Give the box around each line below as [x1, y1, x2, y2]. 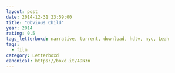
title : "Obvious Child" [6, 19, 65, 25]
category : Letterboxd [6, 52, 59, 58]
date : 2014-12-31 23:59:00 [6, 14, 72, 20]
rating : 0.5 [6, 31, 35, 36]
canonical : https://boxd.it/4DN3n [6, 58, 91, 64]
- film [11, 47, 28, 53]
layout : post [6, 8, 38, 15]
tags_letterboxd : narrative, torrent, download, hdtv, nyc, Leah [6, 36, 169, 42]
